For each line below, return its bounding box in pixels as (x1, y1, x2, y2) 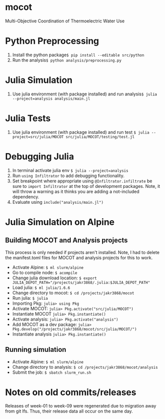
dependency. (12, 193, 40, 200)
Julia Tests (5, 113, 51, 124)
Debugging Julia (5, 151, 74, 162)
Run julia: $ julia (12, 295, 48, 301)
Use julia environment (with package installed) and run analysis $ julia (12, 91, 158, 97)
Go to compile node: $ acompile (12, 269, 78, 275)
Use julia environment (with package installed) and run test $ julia (12, 129, 150, 135)
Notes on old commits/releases (5, 387, 136, 398)
